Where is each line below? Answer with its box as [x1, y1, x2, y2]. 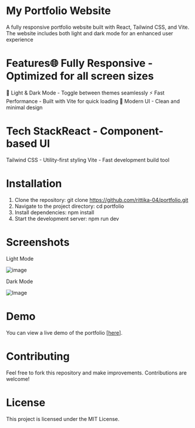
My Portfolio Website [6, 4, 111, 18]
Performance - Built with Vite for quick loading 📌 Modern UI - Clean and [6, 97, 180, 105]
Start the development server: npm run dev [14, 215, 119, 222]
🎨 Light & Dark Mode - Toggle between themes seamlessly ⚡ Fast [6, 89, 165, 96]
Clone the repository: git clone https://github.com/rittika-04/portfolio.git [14, 196, 189, 203]
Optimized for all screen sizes [6, 69, 154, 83]
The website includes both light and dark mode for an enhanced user [6, 29, 173, 36]
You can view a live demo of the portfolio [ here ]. [6, 329, 123, 336]
